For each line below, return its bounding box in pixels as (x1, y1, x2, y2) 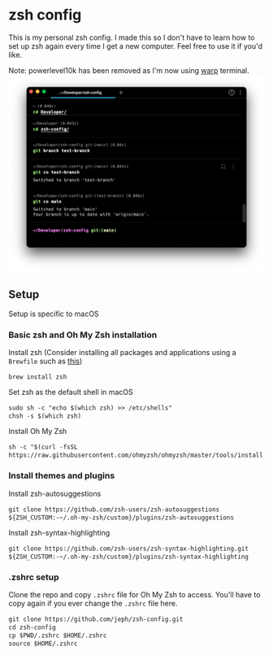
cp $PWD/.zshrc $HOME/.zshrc (8, 631, 107, 640)
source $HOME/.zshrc (8, 640, 79, 648)
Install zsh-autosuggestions (8, 488, 102, 498)
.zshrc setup (8, 571, 59, 583)
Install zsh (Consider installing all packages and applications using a (8, 348, 237, 358)
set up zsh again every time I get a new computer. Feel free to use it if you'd (8, 41, 262, 50)
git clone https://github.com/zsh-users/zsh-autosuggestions (8, 505, 220, 514)
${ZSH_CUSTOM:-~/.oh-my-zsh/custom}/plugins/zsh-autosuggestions (8, 514, 234, 522)
